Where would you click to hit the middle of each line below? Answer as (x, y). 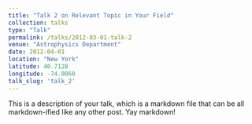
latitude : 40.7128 (38, 67)
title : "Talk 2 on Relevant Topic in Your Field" (91, 15)
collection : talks (38, 23)
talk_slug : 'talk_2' (42, 81)
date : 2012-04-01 (37, 52)
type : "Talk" (30, 30)
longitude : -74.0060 (42, 74)
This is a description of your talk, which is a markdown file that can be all (126, 104)
